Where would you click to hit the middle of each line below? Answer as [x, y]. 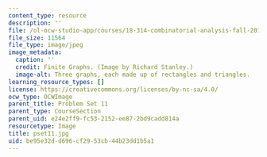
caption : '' [35, 60]
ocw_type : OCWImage [41, 97]
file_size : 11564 [37, 38]
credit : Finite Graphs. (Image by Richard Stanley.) [104, 67]
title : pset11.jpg [39, 133]
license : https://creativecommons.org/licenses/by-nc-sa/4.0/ [113, 89]
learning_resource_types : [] [56, 82]
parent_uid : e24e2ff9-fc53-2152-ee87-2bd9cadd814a [94, 119]
